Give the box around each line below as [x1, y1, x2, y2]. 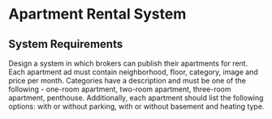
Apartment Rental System [8, 5, 187, 23]
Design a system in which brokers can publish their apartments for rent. [8, 58, 248, 68]
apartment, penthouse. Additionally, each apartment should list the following [8, 93, 264, 102]
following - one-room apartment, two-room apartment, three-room [8, 84, 231, 94]
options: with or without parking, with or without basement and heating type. [8, 102, 265, 111]
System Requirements [8, 37, 123, 51]
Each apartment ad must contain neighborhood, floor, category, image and [8, 67, 258, 77]
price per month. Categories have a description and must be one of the [8, 76, 246, 85]
